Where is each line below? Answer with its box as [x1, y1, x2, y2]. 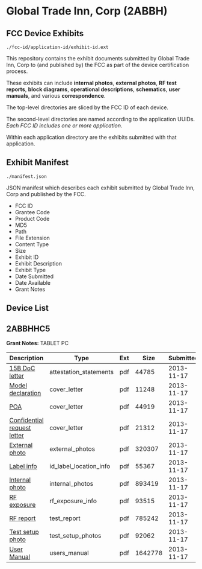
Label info [9, 462, 37, 471]
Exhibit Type [14, 266, 46, 273]
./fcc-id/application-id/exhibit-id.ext [6, 44, 109, 50]
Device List [6, 303, 49, 313]
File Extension [14, 234, 50, 241]
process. [6, 68, 28, 75]
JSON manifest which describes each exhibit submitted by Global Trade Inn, [6, 184, 195, 191]
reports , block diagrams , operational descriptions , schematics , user [6, 86, 180, 93]
